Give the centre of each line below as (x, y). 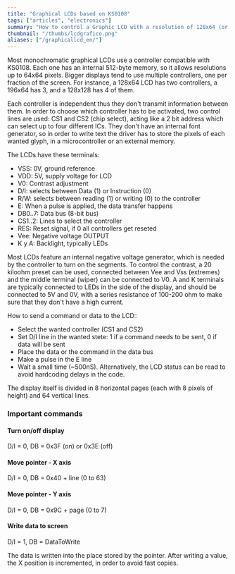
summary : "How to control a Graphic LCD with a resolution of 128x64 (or (118, 27)
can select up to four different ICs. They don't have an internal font (104, 126)
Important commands (45, 414)
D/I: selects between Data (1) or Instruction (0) (84, 191)
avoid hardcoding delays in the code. (71, 374)
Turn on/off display (36, 430)
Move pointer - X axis (39, 462)
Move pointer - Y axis (39, 494)
